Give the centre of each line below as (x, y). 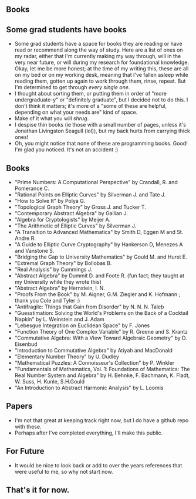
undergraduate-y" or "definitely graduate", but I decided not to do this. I (101, 100)
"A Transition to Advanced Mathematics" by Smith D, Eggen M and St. (99, 232)
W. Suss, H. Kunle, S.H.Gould (50, 382)
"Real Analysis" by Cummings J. (53, 270)
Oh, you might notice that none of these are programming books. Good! (101, 144)
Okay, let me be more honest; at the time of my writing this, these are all (102, 69)
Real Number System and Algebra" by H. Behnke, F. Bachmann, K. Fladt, (102, 375)
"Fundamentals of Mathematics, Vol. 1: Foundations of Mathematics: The (102, 369)
